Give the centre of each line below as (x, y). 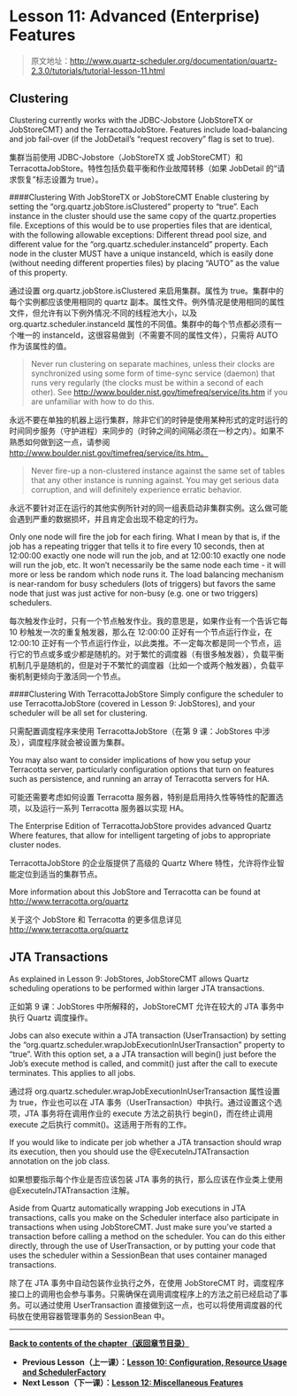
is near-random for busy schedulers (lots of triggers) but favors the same (142, 583)
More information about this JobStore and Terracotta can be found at (135, 892)
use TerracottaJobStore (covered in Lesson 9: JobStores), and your (132, 703)
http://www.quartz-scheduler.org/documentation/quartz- (174, 60)
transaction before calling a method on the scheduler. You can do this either (147, 1236)
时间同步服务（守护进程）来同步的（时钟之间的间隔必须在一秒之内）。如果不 (147, 431)
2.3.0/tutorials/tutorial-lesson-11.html (98, 70)
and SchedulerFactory (64, 1372)
